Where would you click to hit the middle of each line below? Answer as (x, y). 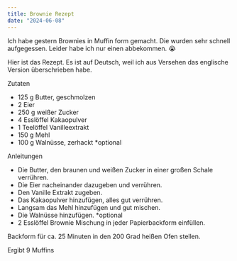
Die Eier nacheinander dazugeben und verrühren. (90, 184)
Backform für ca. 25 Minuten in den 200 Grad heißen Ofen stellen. (104, 236)
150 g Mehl (34, 135)
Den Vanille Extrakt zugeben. (60, 192)
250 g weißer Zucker (48, 112)
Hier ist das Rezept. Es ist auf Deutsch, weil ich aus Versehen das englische (118, 62)
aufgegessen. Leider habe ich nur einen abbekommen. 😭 (92, 48)
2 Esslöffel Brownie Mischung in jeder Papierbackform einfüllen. (111, 222)
